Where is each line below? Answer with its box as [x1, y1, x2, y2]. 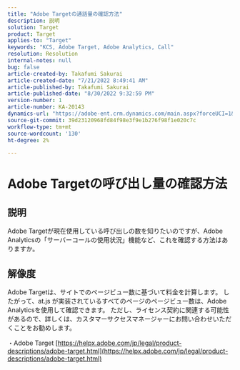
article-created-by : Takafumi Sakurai [7, 70, 123, 77]
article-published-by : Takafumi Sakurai [7, 84, 130, 91]
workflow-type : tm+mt [7, 123, 72, 131]
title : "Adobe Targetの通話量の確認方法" [7, 10, 123, 18]
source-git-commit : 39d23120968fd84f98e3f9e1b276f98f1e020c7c [7, 116, 196, 124]
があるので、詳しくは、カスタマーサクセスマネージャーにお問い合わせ [7, 315, 213, 324]
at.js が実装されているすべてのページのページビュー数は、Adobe [38, 297, 227, 306]
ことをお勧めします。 [13, 324, 76, 332]
